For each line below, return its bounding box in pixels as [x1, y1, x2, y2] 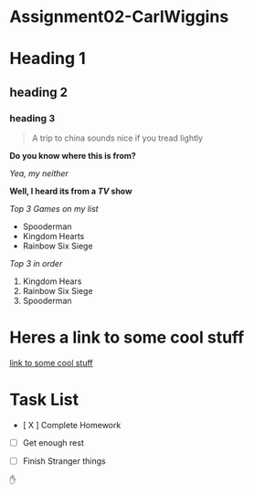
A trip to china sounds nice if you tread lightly [31, 132, 204, 143]
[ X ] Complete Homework [22, 419, 122, 430]
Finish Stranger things [22, 456, 107, 467]
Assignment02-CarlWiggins [9, 6, 229, 27]
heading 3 [9, 111, 56, 124]
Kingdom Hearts [22, 231, 85, 242]
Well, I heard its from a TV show [9, 185, 132, 197]
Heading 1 [9, 48, 87, 69]
